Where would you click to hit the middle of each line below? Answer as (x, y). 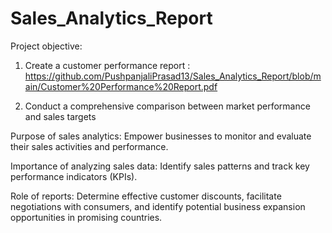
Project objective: (46, 46)
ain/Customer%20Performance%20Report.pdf (121, 86)
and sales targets (60, 116)
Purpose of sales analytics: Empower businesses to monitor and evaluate (161, 136)
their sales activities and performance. (89, 146)
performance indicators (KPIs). (74, 176)
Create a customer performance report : (107, 65)
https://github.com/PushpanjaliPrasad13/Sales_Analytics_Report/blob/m (173, 76)
